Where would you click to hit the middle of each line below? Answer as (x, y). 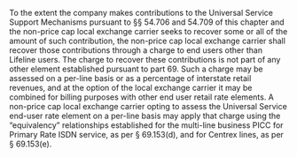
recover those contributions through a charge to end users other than (136, 50)
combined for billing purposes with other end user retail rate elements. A (142, 97)
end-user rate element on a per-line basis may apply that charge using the (145, 116)
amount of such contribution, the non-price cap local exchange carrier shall (148, 41)
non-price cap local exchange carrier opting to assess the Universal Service (148, 106)
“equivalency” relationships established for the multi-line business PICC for (146, 125)
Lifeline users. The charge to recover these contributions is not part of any (145, 60)
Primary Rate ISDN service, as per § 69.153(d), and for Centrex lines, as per (146, 135)
